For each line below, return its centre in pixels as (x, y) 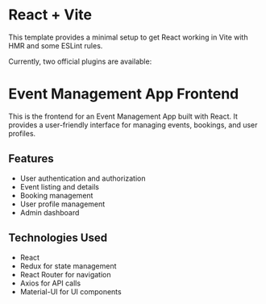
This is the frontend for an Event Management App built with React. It (123, 116)
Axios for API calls (50, 283)
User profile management (62, 204)
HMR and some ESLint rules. (56, 45)
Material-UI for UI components (71, 291)
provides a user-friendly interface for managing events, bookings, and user (133, 125)
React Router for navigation (65, 274)
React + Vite (50, 15)
